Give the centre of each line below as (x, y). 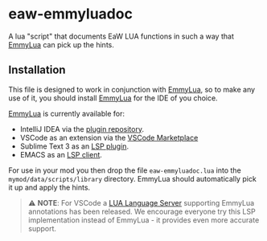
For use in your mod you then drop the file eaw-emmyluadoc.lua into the (125, 170)
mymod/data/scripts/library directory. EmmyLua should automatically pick (133, 178)
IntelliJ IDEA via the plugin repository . (82, 129)
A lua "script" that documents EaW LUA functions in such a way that (121, 36)
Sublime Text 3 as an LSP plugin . (74, 146)
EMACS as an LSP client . (61, 154)
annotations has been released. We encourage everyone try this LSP (142, 211)
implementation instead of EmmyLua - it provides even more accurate (144, 220)
